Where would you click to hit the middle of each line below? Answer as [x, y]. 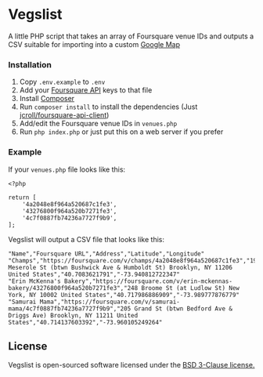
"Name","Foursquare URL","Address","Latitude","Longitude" [106, 254]
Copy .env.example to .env [62, 82]
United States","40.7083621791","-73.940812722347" [94, 274]
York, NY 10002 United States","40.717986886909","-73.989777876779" [124, 295]
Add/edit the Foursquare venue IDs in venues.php [98, 124]
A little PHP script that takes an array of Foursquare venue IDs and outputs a [131, 36]
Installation [30, 64]
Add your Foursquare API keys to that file [86, 90]
